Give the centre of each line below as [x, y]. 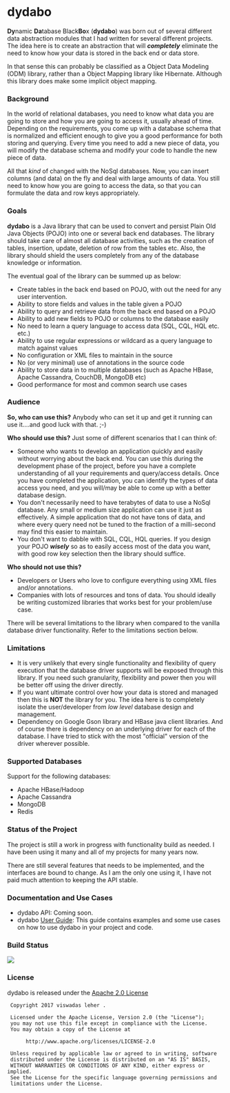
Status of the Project [42, 829]
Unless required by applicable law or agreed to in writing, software [113, 1053]
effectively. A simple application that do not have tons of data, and [111, 517]
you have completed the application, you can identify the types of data [117, 480]
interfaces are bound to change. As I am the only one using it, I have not [109, 873]
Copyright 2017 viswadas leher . [58, 1005]
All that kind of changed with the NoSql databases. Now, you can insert [108, 171]
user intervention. [42, 296]
